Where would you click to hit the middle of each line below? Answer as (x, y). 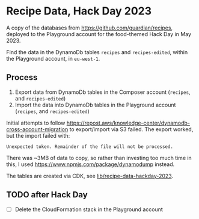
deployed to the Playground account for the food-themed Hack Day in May (99, 34)
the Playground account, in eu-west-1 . (53, 58)
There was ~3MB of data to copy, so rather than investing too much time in (99, 158)
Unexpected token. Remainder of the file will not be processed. (90, 147)
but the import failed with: (38, 135)
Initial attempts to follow (36, 123)
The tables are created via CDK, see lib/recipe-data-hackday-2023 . (90, 176)
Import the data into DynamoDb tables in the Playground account (95, 105)
